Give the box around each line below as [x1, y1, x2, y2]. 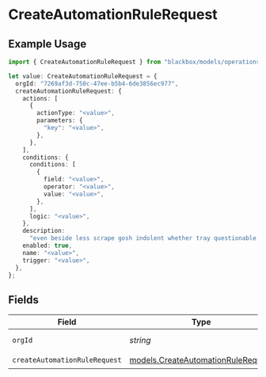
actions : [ [22, 94, 59, 102]
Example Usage [8, 37, 87, 51]
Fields [8, 293, 40, 307]
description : [22, 227, 66, 235]
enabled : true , [22, 242, 73, 249]
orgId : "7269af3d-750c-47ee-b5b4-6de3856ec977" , [15, 79, 179, 88]
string [129, 335, 152, 346]
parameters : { [36, 116, 83, 124]
